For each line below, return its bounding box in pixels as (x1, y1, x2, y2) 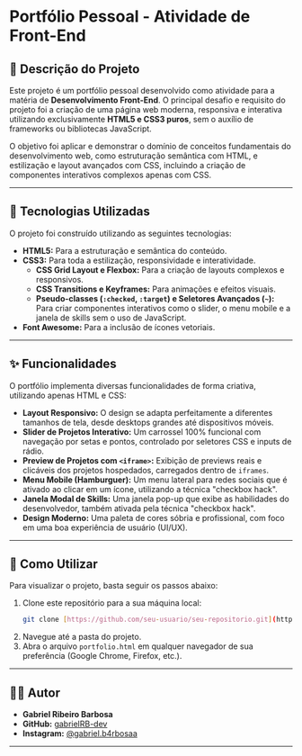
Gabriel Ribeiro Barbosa (22, 709, 114, 720)
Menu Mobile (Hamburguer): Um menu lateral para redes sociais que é (22, 474, 288, 485)
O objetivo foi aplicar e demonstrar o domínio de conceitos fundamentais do (9, 141, 292, 151)
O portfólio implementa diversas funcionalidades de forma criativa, (9, 380, 256, 391)
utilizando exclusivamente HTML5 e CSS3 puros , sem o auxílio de (9, 114, 254, 124)
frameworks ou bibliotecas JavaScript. (9, 123, 153, 134)
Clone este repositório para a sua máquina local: (22, 598, 202, 608)
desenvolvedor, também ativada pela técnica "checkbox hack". (22, 502, 256, 514)
